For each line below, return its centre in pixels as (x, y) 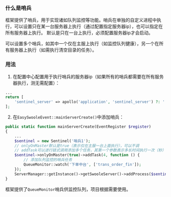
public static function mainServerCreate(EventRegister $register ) (78, 127)
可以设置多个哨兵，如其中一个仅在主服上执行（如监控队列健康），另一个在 (82, 44)
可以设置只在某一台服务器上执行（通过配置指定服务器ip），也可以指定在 (88, 26)
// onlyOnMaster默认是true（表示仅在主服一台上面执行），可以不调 (77, 146)
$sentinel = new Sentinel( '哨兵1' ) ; (52, 141)
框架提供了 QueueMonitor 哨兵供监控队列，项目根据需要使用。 (68, 189)
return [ (15, 97)
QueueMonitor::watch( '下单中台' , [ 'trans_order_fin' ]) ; (82, 165)
